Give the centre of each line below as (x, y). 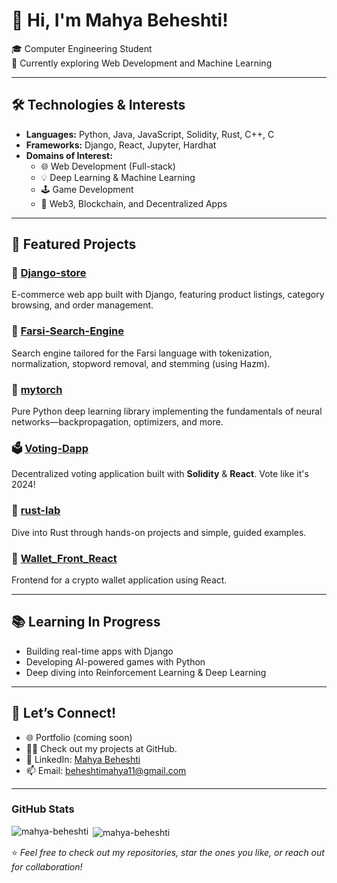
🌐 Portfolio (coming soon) (79, 737)
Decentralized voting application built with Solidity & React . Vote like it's (160, 474)
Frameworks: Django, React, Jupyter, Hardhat (121, 145)
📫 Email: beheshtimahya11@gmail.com (106, 770)
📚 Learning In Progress (86, 622)
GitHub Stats (43, 809)
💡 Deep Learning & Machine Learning (118, 177)
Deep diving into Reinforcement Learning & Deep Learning (146, 672)
